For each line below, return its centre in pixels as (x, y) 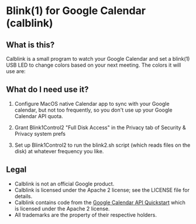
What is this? (30, 45)
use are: (16, 71)
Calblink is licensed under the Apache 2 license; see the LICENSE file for (102, 190)
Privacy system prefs (40, 133)
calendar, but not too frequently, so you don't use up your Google (93, 110)
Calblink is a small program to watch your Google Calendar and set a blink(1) (98, 59)
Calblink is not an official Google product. (64, 184)
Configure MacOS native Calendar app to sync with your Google (92, 104)
